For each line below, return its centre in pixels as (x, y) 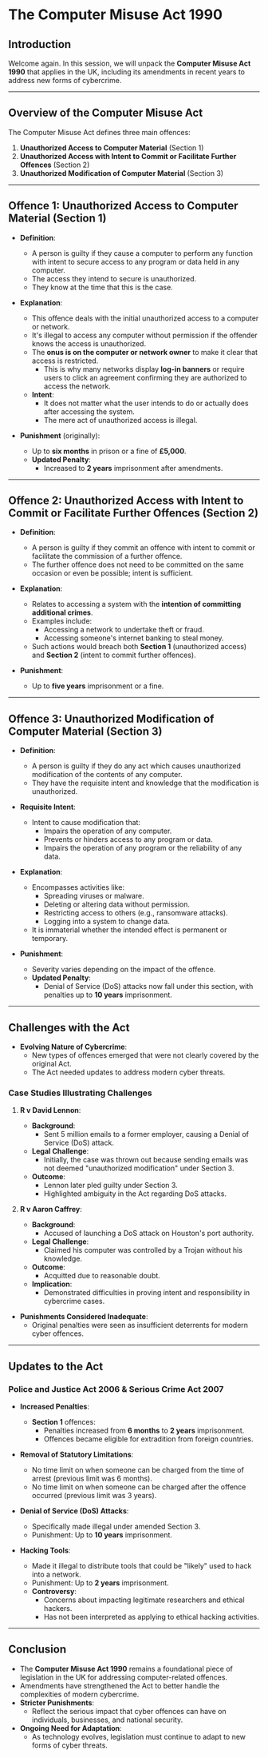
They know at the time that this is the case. (102, 287)
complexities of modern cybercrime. (79, 1694)
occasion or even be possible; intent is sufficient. (112, 573)
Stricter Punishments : (57, 1702)
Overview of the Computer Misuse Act (106, 113)
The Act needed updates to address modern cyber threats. (128, 1072)
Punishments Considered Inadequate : (84, 1317)
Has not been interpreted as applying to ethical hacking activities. (151, 1617)
